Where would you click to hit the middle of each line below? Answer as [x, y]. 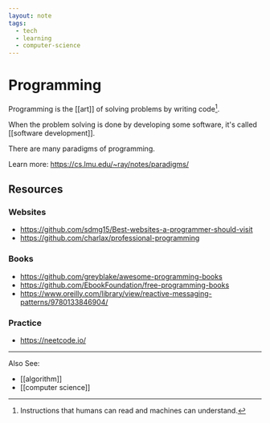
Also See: [24, 363]
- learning [34, 38]
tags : [17, 23]
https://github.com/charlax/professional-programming [110, 238]
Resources [36, 189]
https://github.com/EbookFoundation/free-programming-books [125, 285]
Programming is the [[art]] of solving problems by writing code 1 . [114, 108]
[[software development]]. [52, 132]
